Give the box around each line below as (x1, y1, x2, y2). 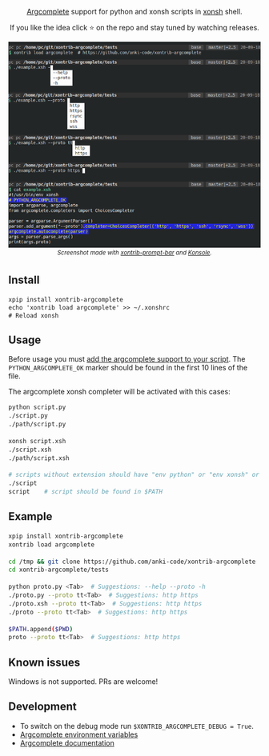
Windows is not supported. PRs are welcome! (8, 677, 159, 686)
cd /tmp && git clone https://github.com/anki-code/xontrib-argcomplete (8, 558, 256, 566)
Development (8, 700, 78, 714)
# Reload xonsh (8, 311, 59, 319)
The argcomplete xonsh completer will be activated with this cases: (8, 387, 231, 397)
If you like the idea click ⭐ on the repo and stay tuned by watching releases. (9, 23, 260, 32)
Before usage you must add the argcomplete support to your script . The (8, 354, 246, 364)
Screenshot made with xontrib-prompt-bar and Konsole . (57, 249, 212, 257)
